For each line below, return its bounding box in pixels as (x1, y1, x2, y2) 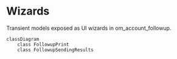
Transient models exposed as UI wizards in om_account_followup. (6, 24, 172, 32)
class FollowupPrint (17, 41, 69, 47)
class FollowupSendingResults (17, 47, 94, 53)
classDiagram (6, 36, 40, 42)
